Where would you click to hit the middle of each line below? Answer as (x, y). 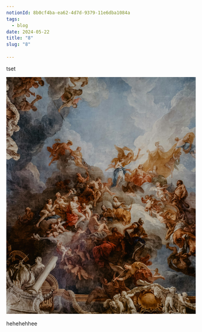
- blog (20, 25)
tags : (13, 19)
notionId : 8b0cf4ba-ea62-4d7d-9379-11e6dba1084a (68, 13)
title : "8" (20, 38)
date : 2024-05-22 (28, 32)
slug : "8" (19, 45)
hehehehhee (22, 324)
